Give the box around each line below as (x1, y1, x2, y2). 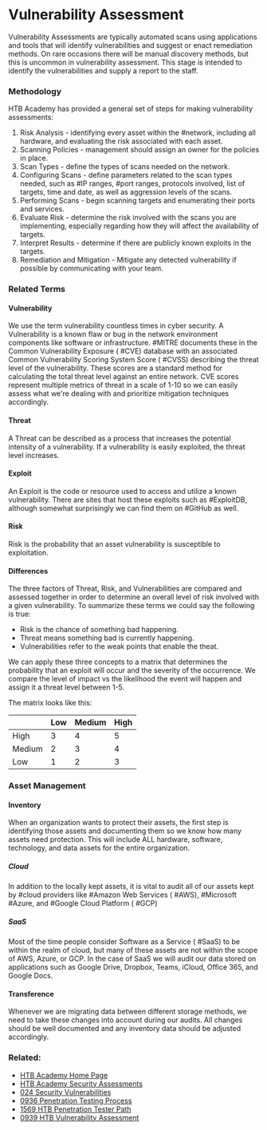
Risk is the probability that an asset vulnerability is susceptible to (8, 539, 221, 548)
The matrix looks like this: (8, 698, 92, 708)
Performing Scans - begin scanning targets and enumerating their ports (19, 196, 256, 205)
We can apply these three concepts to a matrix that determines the (8, 657, 228, 667)
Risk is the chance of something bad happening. (19, 625, 179, 634)
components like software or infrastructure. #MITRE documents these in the (8, 338, 257, 348)
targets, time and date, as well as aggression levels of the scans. (19, 188, 233, 197)
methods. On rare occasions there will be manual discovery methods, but (8, 49, 249, 58)
